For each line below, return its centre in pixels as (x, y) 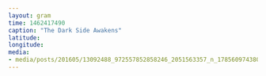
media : (19, 52)
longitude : (26, 45)
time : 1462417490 (37, 23)
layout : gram (30, 15)
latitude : (25, 38)
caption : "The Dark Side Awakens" (65, 30)
